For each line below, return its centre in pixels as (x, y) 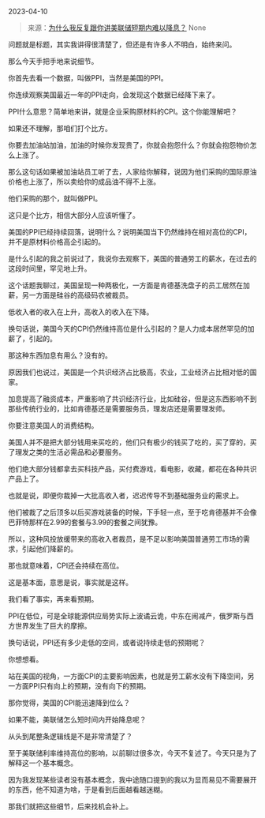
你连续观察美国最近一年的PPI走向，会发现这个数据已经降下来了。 (114, 95)
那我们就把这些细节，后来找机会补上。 (70, 806)
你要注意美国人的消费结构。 (53, 425)
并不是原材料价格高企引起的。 (56, 242)
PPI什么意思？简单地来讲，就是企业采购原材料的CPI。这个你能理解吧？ (123, 111)
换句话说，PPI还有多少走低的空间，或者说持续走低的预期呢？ (107, 642)
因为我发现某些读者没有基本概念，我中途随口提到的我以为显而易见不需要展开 (132, 780)
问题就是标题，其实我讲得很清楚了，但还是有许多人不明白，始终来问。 (122, 44)
